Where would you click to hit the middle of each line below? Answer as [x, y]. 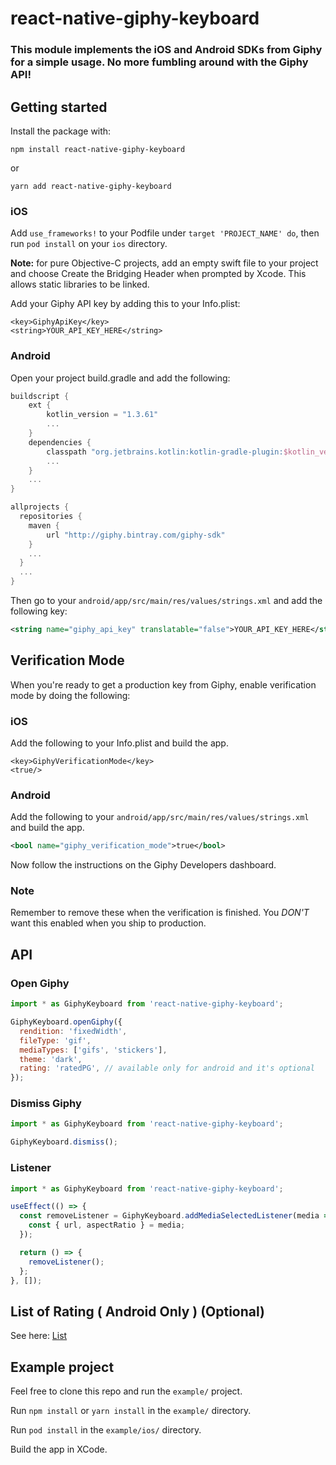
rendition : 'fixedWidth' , [73, 1031]
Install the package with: [61, 131]
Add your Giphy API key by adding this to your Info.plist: [125, 304]
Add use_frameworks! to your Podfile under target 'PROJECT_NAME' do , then [165, 233]
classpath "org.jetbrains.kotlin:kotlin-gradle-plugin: [165, 452]
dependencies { [60, 442]
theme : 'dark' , [51, 1059]
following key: [39, 611]
